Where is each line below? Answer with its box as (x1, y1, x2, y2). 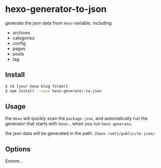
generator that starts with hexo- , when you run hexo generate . (5, 121, 132, 127)
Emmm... (5, 158, 23, 164)
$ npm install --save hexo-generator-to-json (5, 88, 101, 93)
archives (12, 29, 30, 35)
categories (12, 35, 35, 41)
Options (5, 145, 31, 153)
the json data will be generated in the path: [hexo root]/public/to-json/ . (5, 131, 156, 137)
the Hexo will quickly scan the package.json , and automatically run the (5, 116, 148, 122)
